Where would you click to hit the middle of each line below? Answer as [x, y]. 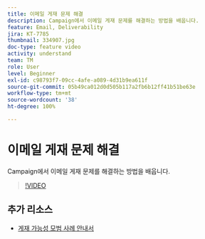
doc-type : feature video [44, 47]
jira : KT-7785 [28, 34]
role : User [23, 67]
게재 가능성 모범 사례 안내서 [56, 228]
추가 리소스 [30, 209]
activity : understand [40, 54]
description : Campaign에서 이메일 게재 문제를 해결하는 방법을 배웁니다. [103, 21]
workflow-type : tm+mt [40, 93]
